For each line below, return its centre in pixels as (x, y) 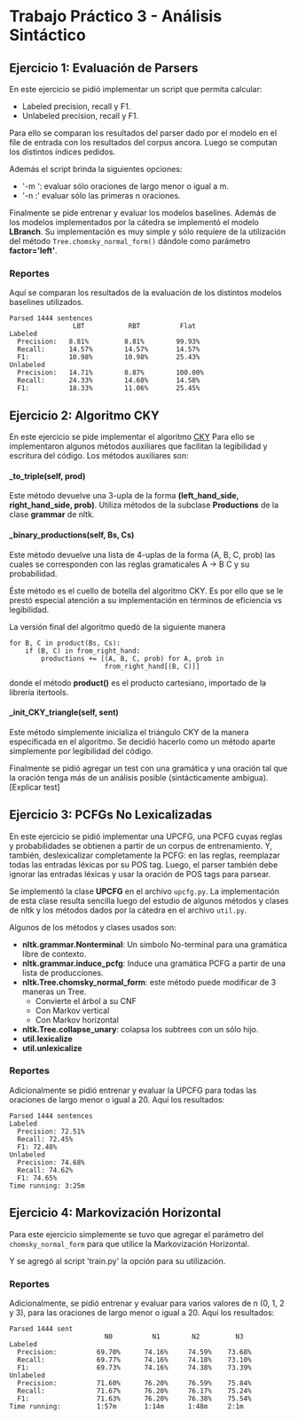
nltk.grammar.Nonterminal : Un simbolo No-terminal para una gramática (155, 944)
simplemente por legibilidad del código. (81, 750)
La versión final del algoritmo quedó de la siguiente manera (118, 626)
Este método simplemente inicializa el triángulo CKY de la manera (129, 732)
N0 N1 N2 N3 (174, 1337)
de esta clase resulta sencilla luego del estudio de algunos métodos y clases (149, 900)
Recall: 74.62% (45, 1170)
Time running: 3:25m (47, 1186)
